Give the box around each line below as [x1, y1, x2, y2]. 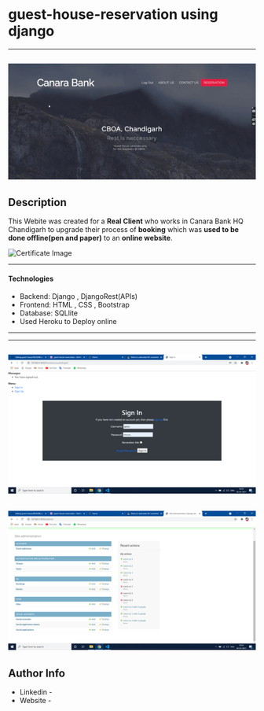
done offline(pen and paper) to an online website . [8, 234, 173, 243]
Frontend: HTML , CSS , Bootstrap [19, 300, 130, 309]
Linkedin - [19, 687, 53, 697]
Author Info [8, 666, 65, 680]
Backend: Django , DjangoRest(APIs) [19, 291, 138, 300]
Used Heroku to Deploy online [19, 316, 117, 326]
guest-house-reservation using [8, 6, 218, 24]
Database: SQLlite [19, 308, 79, 318]
